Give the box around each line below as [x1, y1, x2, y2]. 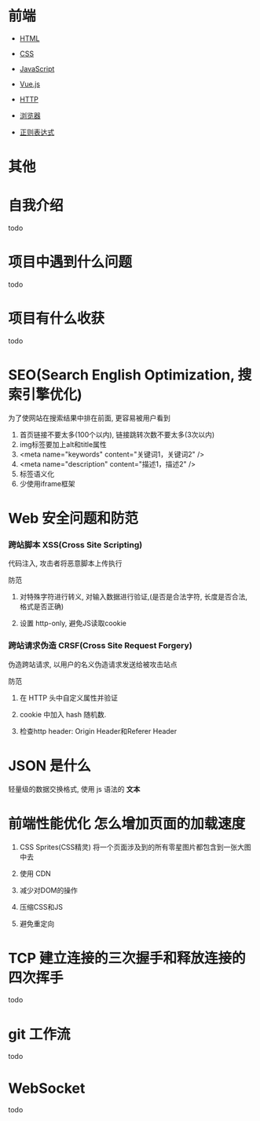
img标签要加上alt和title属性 [19, 439, 108, 449]
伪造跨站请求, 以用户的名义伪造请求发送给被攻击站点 [8, 659, 178, 669]
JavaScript [19, 64, 55, 73]
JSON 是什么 [8, 756, 92, 775]
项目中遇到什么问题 [8, 253, 133, 271]
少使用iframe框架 [19, 478, 75, 488]
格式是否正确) [19, 602, 64, 611]
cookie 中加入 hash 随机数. [19, 709, 107, 719]
